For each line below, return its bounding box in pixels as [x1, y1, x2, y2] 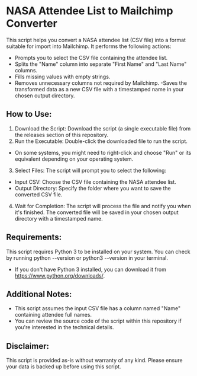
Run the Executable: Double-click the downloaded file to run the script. [14, 138, 188, 145]
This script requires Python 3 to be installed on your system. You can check [6, 248, 190, 255]
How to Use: [6, 109, 52, 119]
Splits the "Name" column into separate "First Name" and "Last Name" [14, 60, 187, 68]
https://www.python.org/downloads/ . [14, 272, 105, 279]
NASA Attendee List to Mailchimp [6, 4, 173, 18]
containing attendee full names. [14, 311, 92, 318]
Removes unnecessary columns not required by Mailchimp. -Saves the [14, 79, 188, 87]
